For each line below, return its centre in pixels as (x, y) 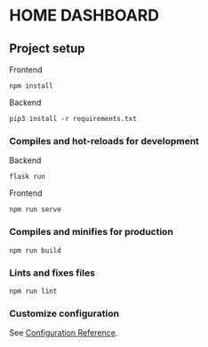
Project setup (48, 48)
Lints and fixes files (52, 272)
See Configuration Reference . (64, 333)
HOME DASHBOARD (84, 16)
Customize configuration (64, 313)
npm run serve (36, 210)
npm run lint (33, 291)
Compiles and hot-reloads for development (104, 141)
